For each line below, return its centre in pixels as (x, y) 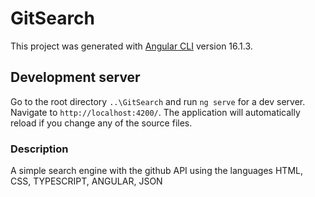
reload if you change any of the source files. (101, 123)
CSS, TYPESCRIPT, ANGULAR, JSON (86, 181)
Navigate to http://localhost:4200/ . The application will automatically (155, 112)
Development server (75, 77)
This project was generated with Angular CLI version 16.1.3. (131, 46)
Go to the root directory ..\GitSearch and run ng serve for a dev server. (158, 101)
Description (39, 149)
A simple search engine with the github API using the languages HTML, (156, 171)
